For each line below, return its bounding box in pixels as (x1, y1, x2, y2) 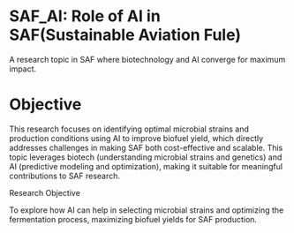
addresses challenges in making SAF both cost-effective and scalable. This (9, 142, 283, 153)
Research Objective (9, 187, 81, 198)
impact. (9, 64, 37, 74)
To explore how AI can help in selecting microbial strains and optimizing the (9, 205, 284, 215)
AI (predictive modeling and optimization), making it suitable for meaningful (9, 161, 283, 171)
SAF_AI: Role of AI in (9, 6, 161, 26)
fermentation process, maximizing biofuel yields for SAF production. (9, 214, 258, 224)
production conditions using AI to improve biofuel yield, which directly (9, 132, 264, 143)
